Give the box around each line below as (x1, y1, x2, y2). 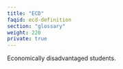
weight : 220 (7, 29, 41, 36)
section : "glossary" (7, 23, 66, 29)
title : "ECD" (7, 10, 44, 17)
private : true (7, 36, 48, 42)
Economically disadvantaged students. (7, 54, 116, 62)
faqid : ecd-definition (7, 16, 72, 23)
